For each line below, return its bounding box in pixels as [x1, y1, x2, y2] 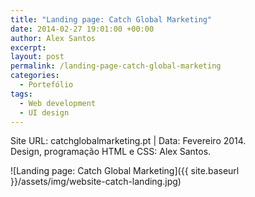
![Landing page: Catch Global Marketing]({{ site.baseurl [10, 165, 240, 177]
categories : [10, 71, 60, 81]
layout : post [10, 52, 65, 62]
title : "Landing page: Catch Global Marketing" [10, 14, 213, 25]
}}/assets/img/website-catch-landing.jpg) [10, 176, 182, 188]
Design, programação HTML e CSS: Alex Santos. [10, 146, 212, 158]
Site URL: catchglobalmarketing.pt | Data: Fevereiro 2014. [10, 135, 247, 147]
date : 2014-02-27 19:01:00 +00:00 [10, 24, 155, 34]
